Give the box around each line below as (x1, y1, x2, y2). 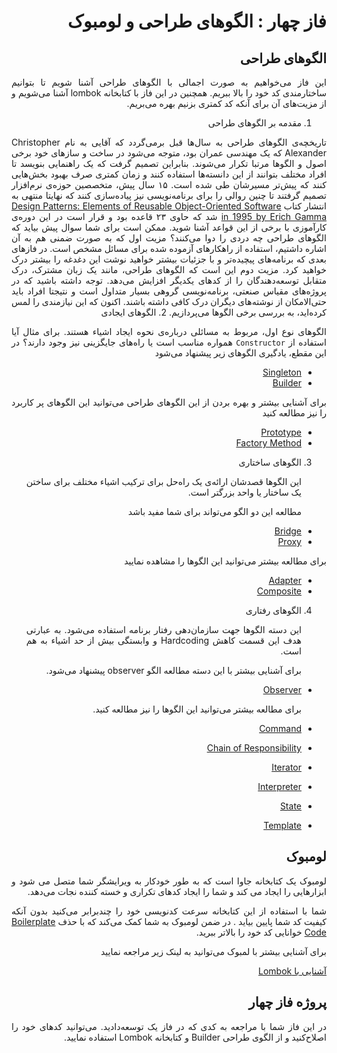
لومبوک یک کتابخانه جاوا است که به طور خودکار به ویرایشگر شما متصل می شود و (11, 875, 327, 887)
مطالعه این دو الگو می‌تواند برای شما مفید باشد (127, 506, 302, 517)
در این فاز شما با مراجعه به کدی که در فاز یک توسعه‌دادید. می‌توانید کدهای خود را (11, 1020, 327, 1032)
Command (259, 723, 302, 734)
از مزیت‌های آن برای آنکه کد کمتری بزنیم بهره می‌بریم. (126, 98, 327, 109)
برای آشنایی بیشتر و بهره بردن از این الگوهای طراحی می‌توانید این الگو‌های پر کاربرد (11, 396, 327, 408)
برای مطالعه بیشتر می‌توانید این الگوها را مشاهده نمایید (124, 555, 327, 567)
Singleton (262, 366, 302, 378)
